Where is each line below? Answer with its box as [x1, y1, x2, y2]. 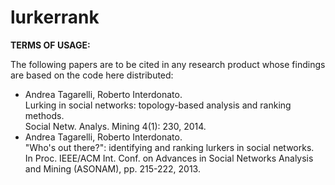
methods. [24, 109, 65, 121]
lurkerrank [10, 6, 100, 29]
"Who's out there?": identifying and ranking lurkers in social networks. [24, 141, 315, 153]
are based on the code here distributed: [10, 69, 174, 81]
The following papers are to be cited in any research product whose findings [10, 58, 326, 70]
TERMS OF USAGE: [10, 39, 91, 51]
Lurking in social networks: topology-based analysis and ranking [24, 99, 292, 111]
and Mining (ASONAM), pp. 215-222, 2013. [24, 162, 201, 175]
